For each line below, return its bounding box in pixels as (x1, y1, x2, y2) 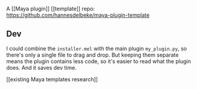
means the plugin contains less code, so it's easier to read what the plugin (6, 57, 192, 65)
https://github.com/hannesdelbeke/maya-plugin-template (6, 11, 150, 19)
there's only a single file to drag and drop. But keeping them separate (6, 51, 179, 58)
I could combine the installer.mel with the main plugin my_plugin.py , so (6, 44, 187, 52)
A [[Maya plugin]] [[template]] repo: (6, 5, 95, 12)
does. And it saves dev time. (6, 64, 77, 71)
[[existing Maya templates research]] (6, 75, 98, 83)
